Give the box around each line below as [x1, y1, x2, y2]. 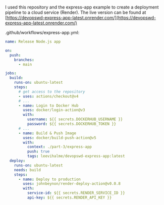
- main [18, 62, 32, 67]
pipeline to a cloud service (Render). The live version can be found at [5, 9, 146, 15]
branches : [14, 57, 35, 62]
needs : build [14, 167, 41, 172]
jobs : [5, 71, 16, 76]
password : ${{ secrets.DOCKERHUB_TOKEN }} [27, 121, 116, 126]
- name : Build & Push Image [18, 131, 77, 136]
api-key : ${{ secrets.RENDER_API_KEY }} [27, 195, 112, 200]
